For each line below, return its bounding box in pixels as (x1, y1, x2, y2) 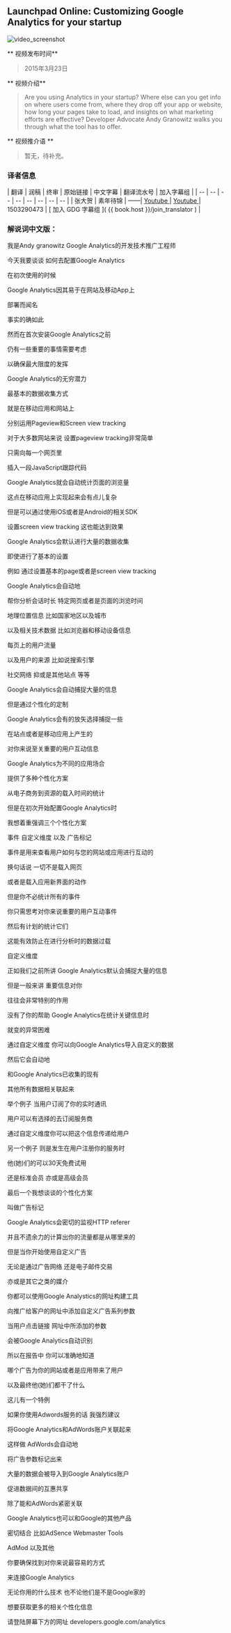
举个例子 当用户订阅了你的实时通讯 (7, 1100, 106, 1108)
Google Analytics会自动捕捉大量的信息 (7, 685, 117, 694)
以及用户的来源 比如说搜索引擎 (7, 656, 95, 664)
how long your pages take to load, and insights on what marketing (24, 107, 214, 116)
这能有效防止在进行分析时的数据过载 (7, 937, 111, 946)
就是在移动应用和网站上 (7, 404, 74, 413)
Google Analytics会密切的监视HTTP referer (7, 1218, 130, 1226)
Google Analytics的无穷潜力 (7, 375, 87, 383)
